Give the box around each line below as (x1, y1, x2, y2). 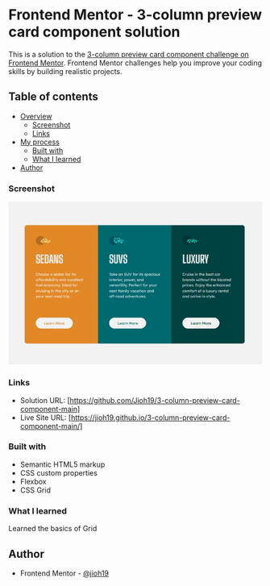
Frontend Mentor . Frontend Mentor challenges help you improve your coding (8, 58, 263, 68)
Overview (19, 111, 52, 121)
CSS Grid (19, 485, 51, 495)
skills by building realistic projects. (8, 66, 123, 76)
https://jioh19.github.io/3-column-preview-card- (71, 413, 231, 422)
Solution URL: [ (19, 395, 70, 405)
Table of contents (8, 90, 98, 104)
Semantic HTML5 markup (19, 459, 106, 469)
